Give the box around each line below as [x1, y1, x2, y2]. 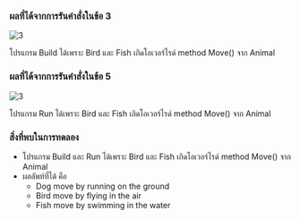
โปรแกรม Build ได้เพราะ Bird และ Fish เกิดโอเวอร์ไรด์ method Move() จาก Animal [9, 47, 276, 58]
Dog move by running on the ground [35, 181, 170, 191]
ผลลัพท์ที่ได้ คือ [21, 171, 67, 181]
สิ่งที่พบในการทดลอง [9, 131, 79, 143]
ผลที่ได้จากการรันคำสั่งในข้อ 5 [9, 71, 112, 83]
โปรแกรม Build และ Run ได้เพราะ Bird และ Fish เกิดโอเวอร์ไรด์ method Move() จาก [21, 151, 291, 162]
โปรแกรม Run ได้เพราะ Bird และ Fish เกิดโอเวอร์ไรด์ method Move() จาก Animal [9, 108, 271, 119]
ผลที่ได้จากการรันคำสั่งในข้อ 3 [9, 10, 112, 22]
